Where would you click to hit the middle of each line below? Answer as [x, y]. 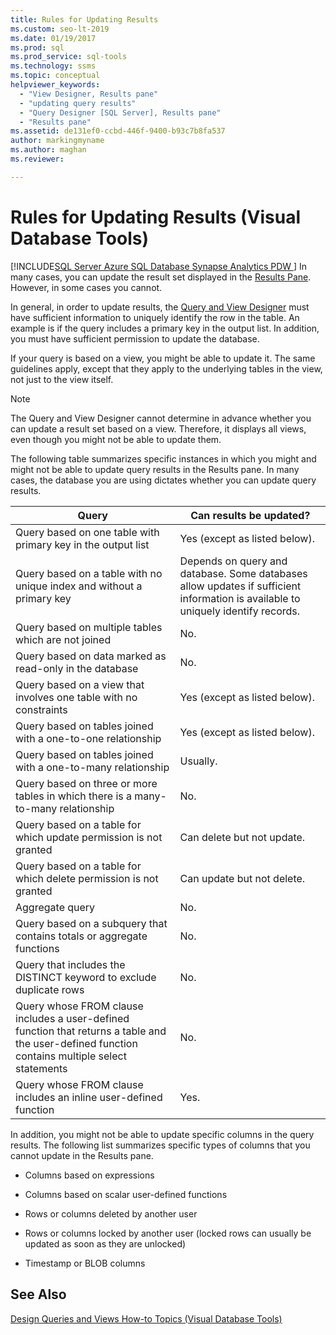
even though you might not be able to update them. [116, 439]
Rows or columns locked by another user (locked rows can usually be [168, 1233]
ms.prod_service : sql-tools [69, 57]
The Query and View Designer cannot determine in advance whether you [161, 418]
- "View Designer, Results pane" [89, 94]
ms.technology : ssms [53, 66]
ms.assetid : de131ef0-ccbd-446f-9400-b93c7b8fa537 [118, 131]
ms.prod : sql [37, 47]
